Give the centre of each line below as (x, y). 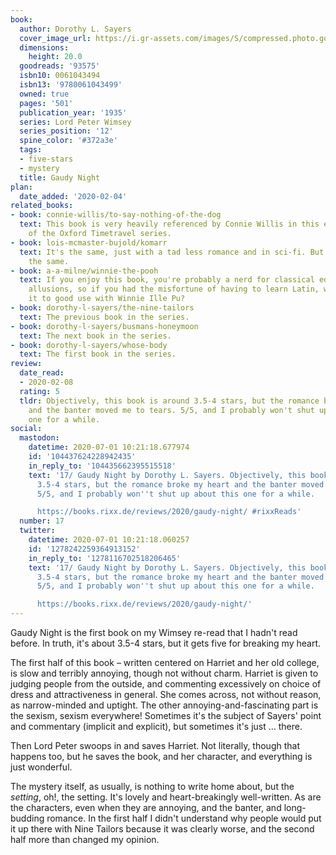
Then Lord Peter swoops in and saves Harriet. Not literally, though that (155, 745)
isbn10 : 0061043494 (60, 76)
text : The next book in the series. (95, 336)
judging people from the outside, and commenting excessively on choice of (166, 684)
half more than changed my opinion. (85, 839)
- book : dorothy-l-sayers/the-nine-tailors (102, 308)
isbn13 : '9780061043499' (71, 85)
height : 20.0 (55, 57)
